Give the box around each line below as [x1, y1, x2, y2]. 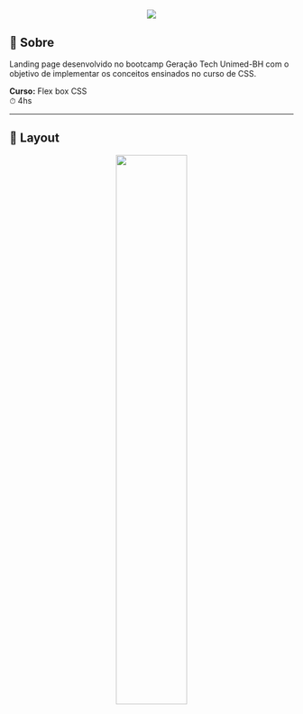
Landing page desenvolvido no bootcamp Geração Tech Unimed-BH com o [9, 59, 289, 69]
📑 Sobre [9, 34, 55, 50]
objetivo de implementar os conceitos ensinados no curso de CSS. [9, 69, 257, 78]
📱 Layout [9, 131, 60, 146]
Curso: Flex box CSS [9, 86, 87, 96]
